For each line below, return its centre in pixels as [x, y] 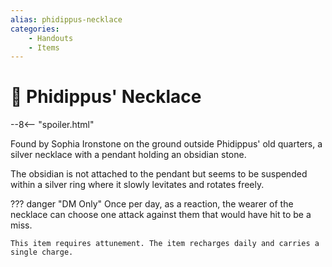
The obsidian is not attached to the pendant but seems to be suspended [159, 174]
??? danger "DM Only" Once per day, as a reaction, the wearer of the [152, 204]
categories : [35, 29]
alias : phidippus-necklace [66, 19]
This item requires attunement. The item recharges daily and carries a [165, 244]
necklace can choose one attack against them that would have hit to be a [161, 215]
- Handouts [51, 38]
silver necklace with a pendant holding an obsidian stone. [128, 155]
